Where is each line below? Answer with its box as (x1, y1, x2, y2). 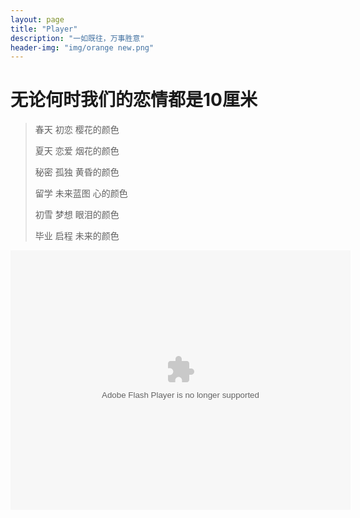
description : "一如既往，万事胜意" (10, 33, 145, 43)
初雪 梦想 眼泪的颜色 (34, 209, 120, 221)
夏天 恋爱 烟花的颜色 (34, 145, 120, 157)
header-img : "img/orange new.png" (10, 42, 155, 53)
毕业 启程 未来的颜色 (34, 230, 120, 242)
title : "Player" (10, 24, 78, 34)
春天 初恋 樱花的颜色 (34, 124, 120, 136)
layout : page (10, 14, 65, 25)
